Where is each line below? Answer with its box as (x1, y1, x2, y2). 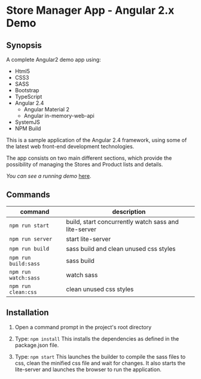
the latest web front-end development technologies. (6, 143, 135, 150)
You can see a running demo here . (6, 172, 92, 180)
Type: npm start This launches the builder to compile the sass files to (14, 353, 186, 360)
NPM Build (14, 125, 41, 132)
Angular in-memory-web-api (23, 112, 95, 119)
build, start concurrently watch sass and (66, 217, 179, 226)
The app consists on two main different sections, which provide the (6, 154, 172, 162)
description (112, 207, 146, 216)
